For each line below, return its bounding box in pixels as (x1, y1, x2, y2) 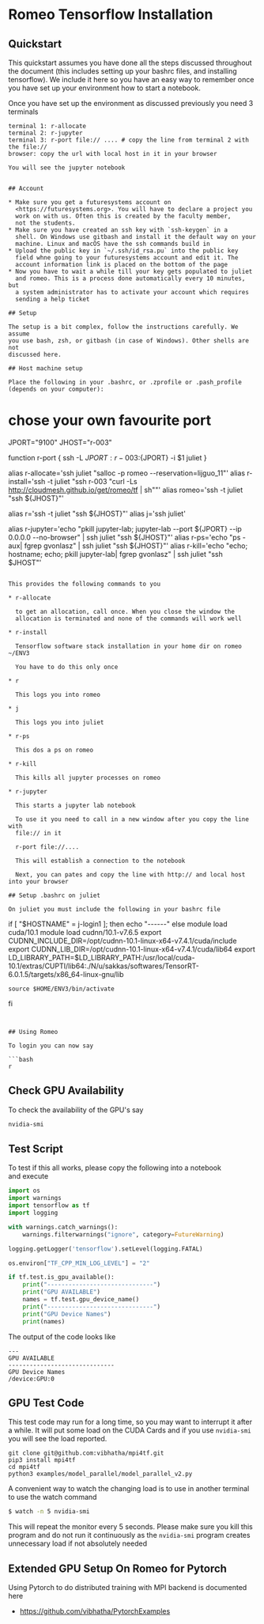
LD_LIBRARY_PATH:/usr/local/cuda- (78, 952, 195, 962)
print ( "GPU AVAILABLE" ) (22, 1288, 101, 1297)
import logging (8, 1209, 58, 1217)
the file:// (8, 143, 47, 151)
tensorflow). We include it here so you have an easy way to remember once (8, 75, 255, 84)
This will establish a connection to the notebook (15, 857, 186, 865)
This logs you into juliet (15, 718, 104, 726)
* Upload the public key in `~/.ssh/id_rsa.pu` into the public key (8, 247, 239, 255)
